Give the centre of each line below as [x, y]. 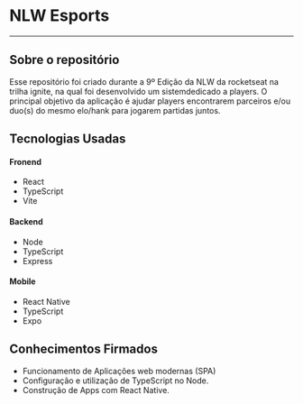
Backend [26, 221]
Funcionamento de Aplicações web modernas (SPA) [119, 371]
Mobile [23, 281]
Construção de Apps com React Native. [96, 390]
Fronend [26, 161]
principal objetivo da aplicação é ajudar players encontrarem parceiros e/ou [150, 101]
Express [37, 261]
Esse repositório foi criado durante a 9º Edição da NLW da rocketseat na [144, 81]
